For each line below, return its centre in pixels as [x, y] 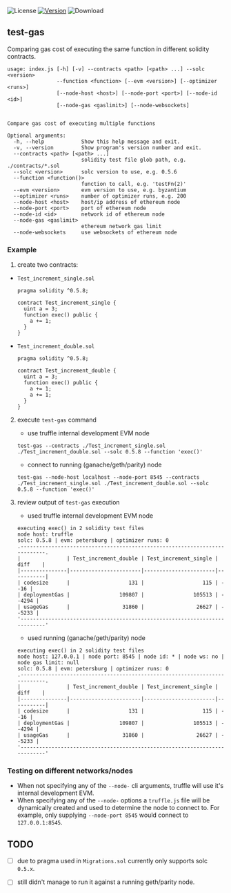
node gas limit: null [48, 663]
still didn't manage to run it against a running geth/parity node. [106, 882]
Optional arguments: [37, 135]
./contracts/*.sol [33, 166]
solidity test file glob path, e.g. [134, 160]
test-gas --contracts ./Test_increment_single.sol [91, 446]
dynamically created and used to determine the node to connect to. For [118, 808]
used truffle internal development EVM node [90, 516]
